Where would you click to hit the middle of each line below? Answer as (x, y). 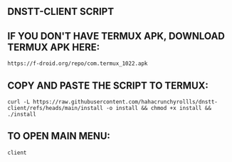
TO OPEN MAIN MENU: (59, 136)
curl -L (19, 102)
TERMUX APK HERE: (54, 47)
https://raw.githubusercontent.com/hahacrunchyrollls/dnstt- (126, 102)
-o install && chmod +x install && (159, 108)
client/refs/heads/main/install (55, 108)
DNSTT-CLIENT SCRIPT (61, 12)
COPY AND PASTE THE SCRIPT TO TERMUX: (108, 85)
